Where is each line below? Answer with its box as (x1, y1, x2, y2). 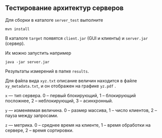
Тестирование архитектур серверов (5, 4, 124, 12)
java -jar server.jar (5, 59, 50, 65)
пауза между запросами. (5, 112, 58, 118)
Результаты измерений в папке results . (5, 68, 89, 74)
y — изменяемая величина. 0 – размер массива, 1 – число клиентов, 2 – (5, 107, 157, 113)
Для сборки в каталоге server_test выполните (5, 17, 103, 23)
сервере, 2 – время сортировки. (5, 127, 74, 133)
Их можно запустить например (5, 50, 72, 56)
